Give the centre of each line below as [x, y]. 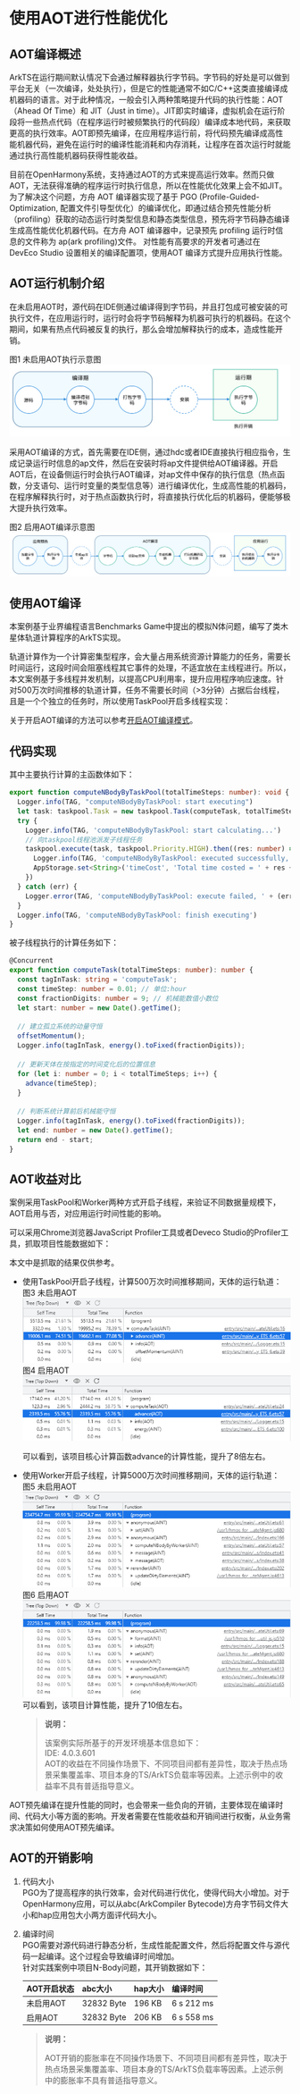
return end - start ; [55, 1140]
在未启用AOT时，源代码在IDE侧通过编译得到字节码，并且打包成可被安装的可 [149, 307]
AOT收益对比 [46, 1179]
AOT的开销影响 [51, 1859]
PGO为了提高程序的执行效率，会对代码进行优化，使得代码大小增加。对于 [156, 1892]
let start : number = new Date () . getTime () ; [99, 1008]
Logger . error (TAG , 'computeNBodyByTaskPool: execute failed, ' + [150, 896]
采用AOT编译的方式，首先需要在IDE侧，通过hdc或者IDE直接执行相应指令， [146, 452]
